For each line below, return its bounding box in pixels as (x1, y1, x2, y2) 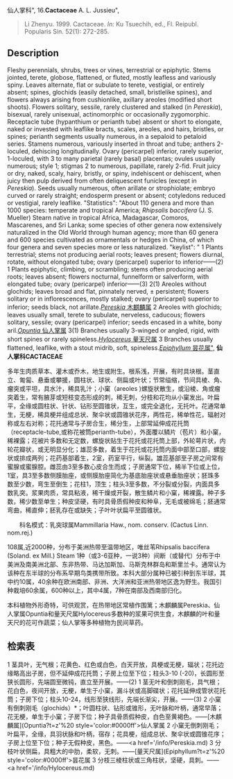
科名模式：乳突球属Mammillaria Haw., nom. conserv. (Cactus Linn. (19, 520, 209, 529)
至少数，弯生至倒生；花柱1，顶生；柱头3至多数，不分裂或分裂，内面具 (12, 480, 214, 488)
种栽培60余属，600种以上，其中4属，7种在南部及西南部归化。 (7, 586, 186, 594)
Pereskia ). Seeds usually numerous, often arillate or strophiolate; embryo (7, 183, 216, 192)
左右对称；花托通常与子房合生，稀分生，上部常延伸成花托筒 (19, 419, 189, 427)
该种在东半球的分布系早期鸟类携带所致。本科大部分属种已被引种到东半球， (7, 569, 220, 577)
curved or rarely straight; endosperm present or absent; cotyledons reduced (7, 191, 226, 199)
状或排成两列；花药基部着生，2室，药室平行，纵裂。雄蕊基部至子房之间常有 (7, 453, 224, 462)
